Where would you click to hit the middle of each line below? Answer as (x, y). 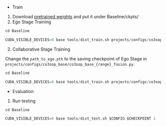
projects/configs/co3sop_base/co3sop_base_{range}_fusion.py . (70, 64)
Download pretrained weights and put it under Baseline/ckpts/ (75, 16)
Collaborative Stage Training (41, 49)
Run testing (24, 101)
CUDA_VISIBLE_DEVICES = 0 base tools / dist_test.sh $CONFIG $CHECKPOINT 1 (80, 119)
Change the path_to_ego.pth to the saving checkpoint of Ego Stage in (76, 59)
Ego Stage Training (32, 22)
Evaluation (23, 91)
